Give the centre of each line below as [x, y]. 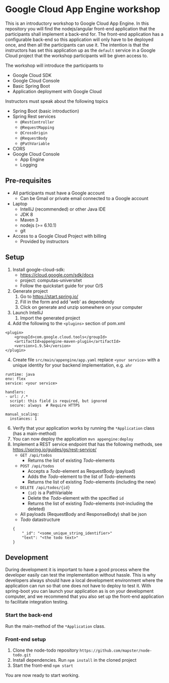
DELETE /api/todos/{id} [45, 488]
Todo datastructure [40, 519]
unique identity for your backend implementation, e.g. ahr [72, 365]
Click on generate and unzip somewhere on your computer [81, 307]
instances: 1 [23, 419]
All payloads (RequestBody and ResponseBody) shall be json [83, 514]
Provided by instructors [44, 241]
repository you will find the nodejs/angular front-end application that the [80, 28]
